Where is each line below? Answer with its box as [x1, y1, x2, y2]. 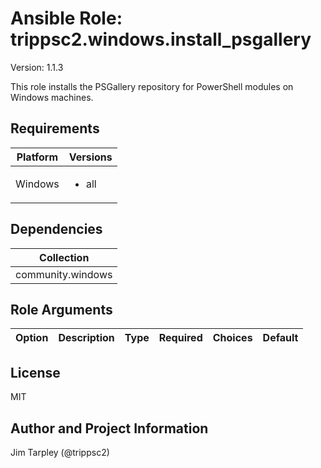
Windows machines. [10, 91, 94, 103]
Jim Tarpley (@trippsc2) [10, 447, 110, 458]
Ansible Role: [10, 7, 123, 30]
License [10, 364, 61, 381]
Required [158, 331, 203, 345]
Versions [68, 150, 113, 164]
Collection [39, 250, 90, 264]
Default [262, 331, 299, 345]
